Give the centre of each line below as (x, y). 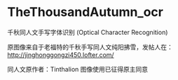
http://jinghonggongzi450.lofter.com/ (61, 55)
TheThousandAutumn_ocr (85, 12)
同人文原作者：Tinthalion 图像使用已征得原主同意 (78, 69)
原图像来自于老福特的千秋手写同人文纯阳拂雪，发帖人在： (90, 47)
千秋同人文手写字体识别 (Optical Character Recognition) (88, 32)
